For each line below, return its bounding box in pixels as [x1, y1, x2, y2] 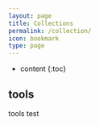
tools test [8, 108, 39, 118]
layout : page [8, 11, 52, 20]
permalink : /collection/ [8, 27, 92, 35]
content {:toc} [19, 64, 67, 73]
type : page [8, 42, 45, 50]
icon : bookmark [8, 34, 60, 43]
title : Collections [8, 19, 74, 27]
